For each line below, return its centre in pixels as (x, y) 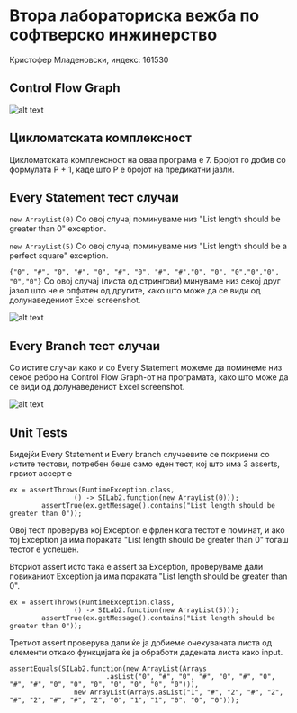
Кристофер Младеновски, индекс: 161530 (89, 59)
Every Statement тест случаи (94, 198)
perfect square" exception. (59, 256)
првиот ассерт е (41, 473)
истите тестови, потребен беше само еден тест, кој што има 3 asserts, (145, 464)
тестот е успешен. (44, 549)
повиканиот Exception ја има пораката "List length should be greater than (148, 576)
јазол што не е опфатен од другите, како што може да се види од (135, 291)
